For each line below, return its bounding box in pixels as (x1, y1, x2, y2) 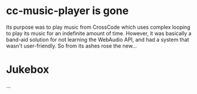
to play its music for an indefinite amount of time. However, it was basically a (6, 29, 192, 36)
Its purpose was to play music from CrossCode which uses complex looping (6, 23, 191, 31)
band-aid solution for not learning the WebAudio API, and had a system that (6, 36, 189, 43)
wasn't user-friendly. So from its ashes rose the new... (6, 42, 137, 49)
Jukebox (6, 63, 49, 76)
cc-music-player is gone (6, 4, 129, 18)
